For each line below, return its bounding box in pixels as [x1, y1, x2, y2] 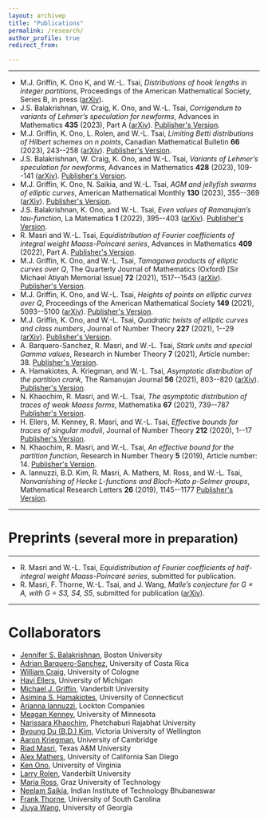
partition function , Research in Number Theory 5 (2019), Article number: [19, 451, 258, 461]
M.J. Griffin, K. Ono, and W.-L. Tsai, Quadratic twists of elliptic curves [19, 315, 249, 325]
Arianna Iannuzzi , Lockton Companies [19, 701, 145, 711]
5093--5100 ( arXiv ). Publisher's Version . [19, 307, 153, 316]
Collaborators [8, 624, 101, 642]
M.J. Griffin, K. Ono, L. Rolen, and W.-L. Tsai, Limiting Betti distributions [19, 129, 254, 138]
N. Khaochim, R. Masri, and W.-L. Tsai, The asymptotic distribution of [19, 392, 247, 402]
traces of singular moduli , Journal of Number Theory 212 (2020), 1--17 [19, 426, 253, 435]
